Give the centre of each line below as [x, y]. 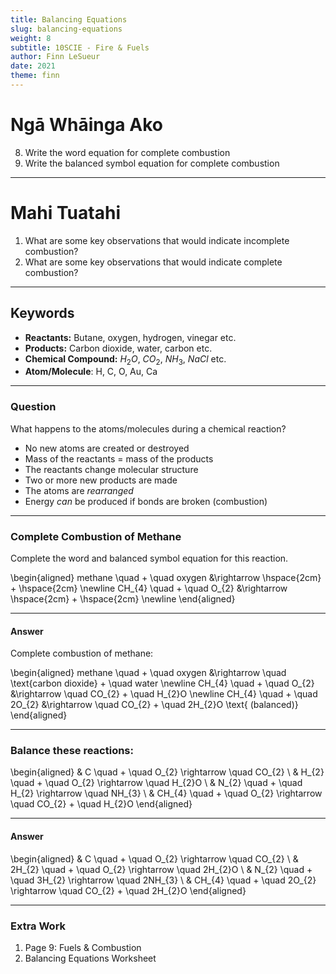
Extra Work [38, 926]
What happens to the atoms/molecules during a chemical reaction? [148, 428]
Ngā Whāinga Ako [86, 125]
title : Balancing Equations [69, 19]
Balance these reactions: [72, 751]
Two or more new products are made [101, 480]
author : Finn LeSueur [55, 57]
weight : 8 [31, 38]
